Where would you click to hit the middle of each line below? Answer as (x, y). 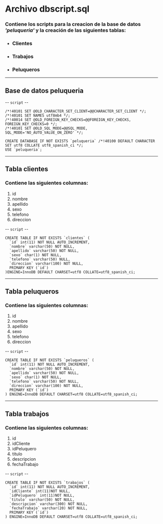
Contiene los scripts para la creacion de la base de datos (73, 24)
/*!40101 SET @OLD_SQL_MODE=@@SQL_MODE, (47, 128)
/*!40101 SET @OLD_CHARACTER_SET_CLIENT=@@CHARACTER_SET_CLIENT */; (76, 111)
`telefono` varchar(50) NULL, (40, 259)
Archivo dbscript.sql (47, 9)
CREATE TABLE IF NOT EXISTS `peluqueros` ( (50, 360)
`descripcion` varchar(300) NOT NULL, (49, 504)
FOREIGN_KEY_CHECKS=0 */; (31, 124)
